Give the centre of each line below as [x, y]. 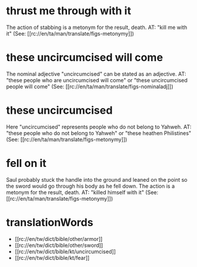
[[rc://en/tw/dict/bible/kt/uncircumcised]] [65, 251]
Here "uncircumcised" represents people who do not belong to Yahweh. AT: [99, 127]
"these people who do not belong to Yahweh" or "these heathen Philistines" [99, 133]
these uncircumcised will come [85, 58]
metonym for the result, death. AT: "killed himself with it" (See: [82, 192]
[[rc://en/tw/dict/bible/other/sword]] [59, 245]
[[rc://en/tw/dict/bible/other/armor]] [58, 239]
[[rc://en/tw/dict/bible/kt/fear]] [52, 258]
